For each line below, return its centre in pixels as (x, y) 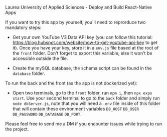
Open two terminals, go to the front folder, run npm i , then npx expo (82, 93)
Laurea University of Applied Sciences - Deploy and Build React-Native (78, 7)
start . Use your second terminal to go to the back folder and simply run (86, 98)
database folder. (29, 73)
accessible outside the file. (40, 58)
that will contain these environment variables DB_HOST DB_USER (76, 109)
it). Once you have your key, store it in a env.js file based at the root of (86, 48)
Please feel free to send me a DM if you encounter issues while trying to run (84, 124)
